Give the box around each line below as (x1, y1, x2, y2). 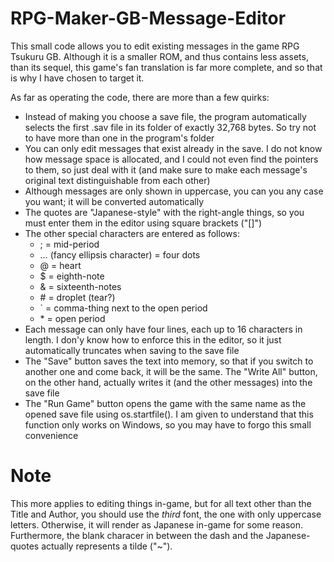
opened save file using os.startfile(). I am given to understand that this (24, 408, 314, 420)
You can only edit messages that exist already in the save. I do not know (24, 142, 323, 154)
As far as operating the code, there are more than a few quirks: (10, 91, 270, 103)
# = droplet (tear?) (39, 291, 116, 303)
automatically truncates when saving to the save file (24, 344, 240, 356)
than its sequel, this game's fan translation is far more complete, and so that (10, 61, 323, 73)
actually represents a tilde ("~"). (41, 540, 173, 552)
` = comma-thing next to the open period (39, 302, 208, 314)
